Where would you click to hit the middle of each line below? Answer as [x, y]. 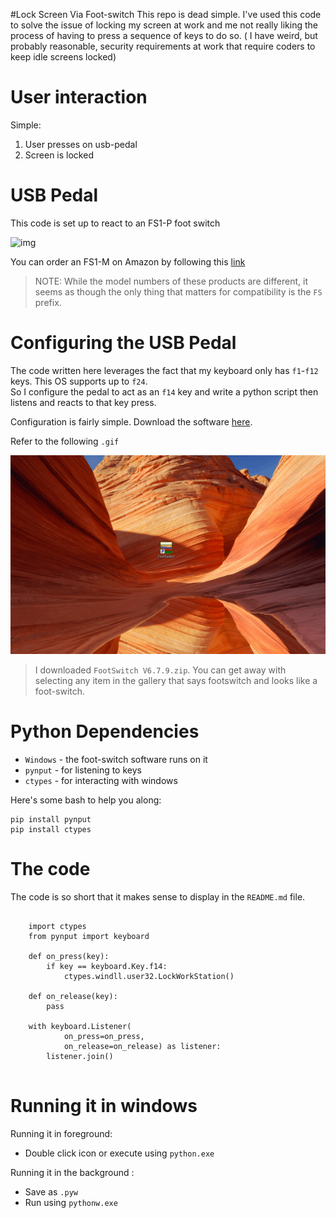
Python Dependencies [105, 731]
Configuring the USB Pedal [123, 343]
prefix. [48, 302]
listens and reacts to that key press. [83, 402]
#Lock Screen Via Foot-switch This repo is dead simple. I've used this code [166, 14]
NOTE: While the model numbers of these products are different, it [171, 281]
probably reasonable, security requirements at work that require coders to [163, 46]
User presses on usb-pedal [81, 144]
